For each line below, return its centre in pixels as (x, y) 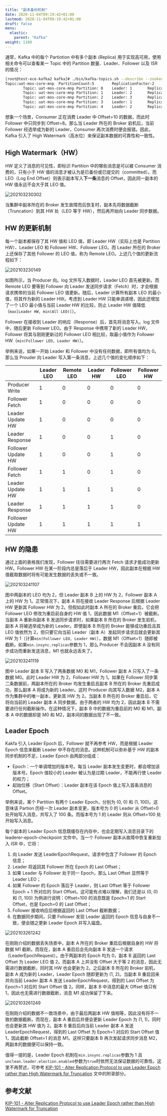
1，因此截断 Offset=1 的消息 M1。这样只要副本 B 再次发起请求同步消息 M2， (83, 1038)
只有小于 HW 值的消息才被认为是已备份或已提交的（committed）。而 (87, 172)
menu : (11, 28)
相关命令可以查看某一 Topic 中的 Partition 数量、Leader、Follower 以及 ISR (82, 63)
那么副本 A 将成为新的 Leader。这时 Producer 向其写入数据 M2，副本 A (87, 690)
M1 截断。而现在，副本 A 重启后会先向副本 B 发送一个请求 (74, 950)
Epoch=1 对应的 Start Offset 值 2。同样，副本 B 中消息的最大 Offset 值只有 (81, 987)
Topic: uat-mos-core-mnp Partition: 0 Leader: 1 (78, 88)
